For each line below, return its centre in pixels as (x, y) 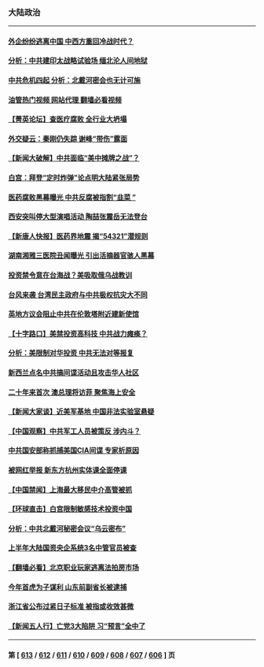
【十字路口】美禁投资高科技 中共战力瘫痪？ (78, 333)
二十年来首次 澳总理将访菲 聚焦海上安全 (72, 392)
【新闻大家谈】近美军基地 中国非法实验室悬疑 (81, 412)
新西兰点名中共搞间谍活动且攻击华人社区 (73, 372)
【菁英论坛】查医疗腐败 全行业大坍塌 (68, 119)
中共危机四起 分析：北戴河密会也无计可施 (75, 80)
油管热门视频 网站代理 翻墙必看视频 (65, 99)
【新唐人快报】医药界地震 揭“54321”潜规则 (78, 236)
